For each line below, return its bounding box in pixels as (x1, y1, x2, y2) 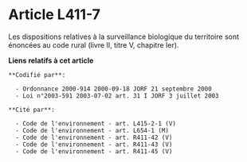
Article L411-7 (8, 6, 101, 24)
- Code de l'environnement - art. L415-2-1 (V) (15, 119, 177, 128)
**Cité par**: (8, 106, 56, 114)
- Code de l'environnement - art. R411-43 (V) (15, 141, 173, 148)
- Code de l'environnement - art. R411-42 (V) (15, 133, 173, 141)
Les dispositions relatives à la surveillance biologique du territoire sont (8, 32, 240, 41)
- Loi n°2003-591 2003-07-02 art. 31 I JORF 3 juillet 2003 (15, 91, 219, 100)
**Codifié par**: (8, 71, 66, 79)
